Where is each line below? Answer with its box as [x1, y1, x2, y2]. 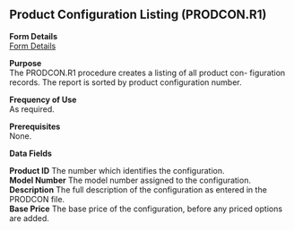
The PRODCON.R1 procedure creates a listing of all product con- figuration [9, 67, 286, 78]
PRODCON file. [9, 193, 65, 204]
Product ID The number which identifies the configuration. [9, 165, 226, 175]
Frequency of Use [9, 94, 77, 105]
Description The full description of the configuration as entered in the [9, 184, 267, 195]
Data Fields [9, 148, 52, 158]
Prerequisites [9, 121, 61, 132]
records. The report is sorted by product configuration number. [9, 76, 242, 88]
